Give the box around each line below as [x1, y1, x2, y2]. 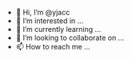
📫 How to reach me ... [15, 42, 90, 51]
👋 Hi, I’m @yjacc [15, 8, 70, 17]
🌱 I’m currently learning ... [15, 25, 102, 33]
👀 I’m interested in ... [15, 16, 84, 26]
